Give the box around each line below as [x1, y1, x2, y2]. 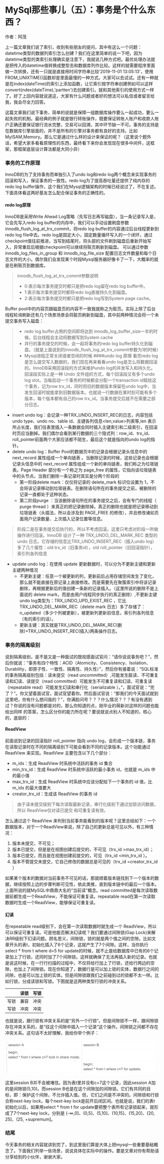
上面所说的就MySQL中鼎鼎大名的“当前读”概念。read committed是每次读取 [5, 887, 154, 893]
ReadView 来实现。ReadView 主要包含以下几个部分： [5, 750, 112, 756]
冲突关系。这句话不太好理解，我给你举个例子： [5, 1030, 99, 1036]
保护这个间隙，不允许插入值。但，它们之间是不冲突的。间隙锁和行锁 [21, 1092, 159, 1098]
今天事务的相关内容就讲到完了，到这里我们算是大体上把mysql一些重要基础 [5, 1142, 154, 1147]
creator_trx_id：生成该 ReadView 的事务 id [12, 791, 98, 797]
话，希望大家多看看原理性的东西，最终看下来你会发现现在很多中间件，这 [5, 140, 150, 146]
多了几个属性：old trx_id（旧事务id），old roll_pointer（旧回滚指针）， [17, 545, 155, 550]
